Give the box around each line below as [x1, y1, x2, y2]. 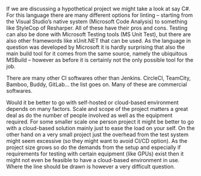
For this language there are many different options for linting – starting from [6, 11, 193, 19]
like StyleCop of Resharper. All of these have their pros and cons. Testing [6, 24, 188, 31]
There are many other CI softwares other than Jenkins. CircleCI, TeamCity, [6, 75, 191, 81]
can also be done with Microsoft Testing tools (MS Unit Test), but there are [6, 31, 191, 38]
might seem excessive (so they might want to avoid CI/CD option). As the [6, 137, 188, 144]
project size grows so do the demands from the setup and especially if [6, 144, 181, 151]
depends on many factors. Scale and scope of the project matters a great [6, 105, 188, 112]
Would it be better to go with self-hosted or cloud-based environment [6, 99, 179, 106]
